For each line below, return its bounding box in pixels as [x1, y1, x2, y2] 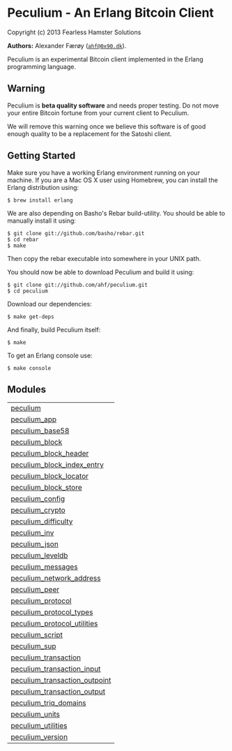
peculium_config [10, 494, 65, 504]
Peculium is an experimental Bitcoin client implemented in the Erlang [7, 54, 203, 64]
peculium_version [10, 732, 68, 742]
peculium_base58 [10, 426, 70, 436]
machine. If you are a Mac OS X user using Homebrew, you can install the [7, 176, 218, 184]
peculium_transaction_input [10, 664, 101, 674]
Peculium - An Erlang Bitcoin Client [7, 5, 215, 21]
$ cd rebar [7, 236, 39, 243]
